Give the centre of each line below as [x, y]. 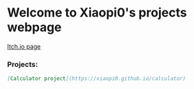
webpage [34, 27]
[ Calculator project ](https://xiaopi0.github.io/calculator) [97, 79]
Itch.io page [24, 46]
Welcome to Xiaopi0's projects [97, 13]
